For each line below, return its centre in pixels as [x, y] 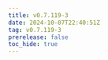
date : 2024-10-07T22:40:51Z [54, 23]
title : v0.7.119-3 [38, 15]
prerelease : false [38, 37]
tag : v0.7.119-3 [35, 30]
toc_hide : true [33, 44]
